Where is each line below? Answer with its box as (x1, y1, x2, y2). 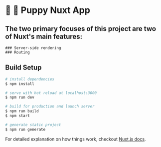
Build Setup (5, 63, 42, 72)
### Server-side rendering (5, 45, 61, 50)
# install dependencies (5, 76, 55, 81)
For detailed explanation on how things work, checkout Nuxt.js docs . (5, 136, 146, 142)
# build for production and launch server (5, 104, 95, 109)
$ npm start (5, 113, 30, 118)
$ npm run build (5, 108, 39, 114)
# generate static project (5, 122, 61, 127)
